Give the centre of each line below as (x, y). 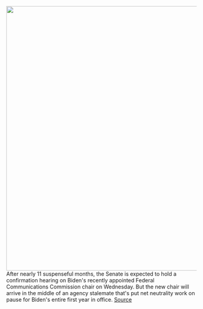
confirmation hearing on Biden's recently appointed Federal (80, 280)
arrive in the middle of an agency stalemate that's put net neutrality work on (101, 293)
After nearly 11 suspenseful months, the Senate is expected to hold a (92, 274)
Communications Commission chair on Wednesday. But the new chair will (98, 287)
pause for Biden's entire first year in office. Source (69, 300)
